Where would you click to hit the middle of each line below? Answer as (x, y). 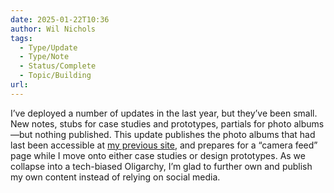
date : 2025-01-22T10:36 (60, 19)
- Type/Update (48, 47)
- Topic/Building (55, 76)
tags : (21, 38)
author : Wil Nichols (53, 29)
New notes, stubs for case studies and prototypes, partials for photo (151, 123)
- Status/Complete (58, 66)
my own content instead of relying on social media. (115, 177)
